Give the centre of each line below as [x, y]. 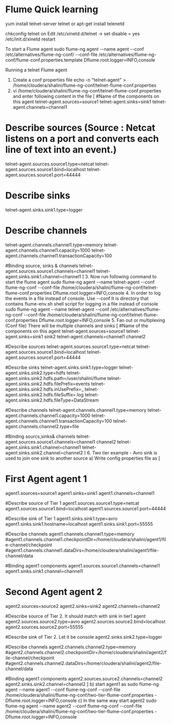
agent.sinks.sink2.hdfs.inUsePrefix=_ [44, 389]
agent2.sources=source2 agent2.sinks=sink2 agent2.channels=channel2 [83, 606]
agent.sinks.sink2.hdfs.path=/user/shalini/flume [56, 378]
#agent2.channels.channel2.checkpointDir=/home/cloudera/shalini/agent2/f [86, 652]
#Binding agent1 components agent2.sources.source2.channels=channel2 [84, 678]
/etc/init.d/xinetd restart [30, 39]
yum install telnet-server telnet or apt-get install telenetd [65, 24]
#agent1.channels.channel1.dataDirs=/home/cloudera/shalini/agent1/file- [82, 550]
